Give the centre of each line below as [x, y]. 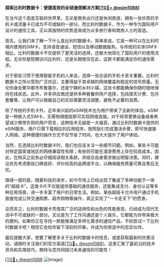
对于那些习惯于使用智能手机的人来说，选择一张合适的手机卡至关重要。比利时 [82, 76]
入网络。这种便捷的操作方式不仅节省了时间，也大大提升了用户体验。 [73, 135]
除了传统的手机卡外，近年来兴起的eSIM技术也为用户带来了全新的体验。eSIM [82, 110]
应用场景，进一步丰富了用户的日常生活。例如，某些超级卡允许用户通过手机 [84, 192]
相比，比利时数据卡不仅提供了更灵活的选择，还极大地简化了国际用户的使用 [80, 53]
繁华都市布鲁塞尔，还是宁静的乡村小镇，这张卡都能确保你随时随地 [88, 88]
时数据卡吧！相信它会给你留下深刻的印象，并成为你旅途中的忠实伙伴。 [76, 227]
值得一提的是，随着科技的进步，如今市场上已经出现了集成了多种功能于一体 [80, 180]
